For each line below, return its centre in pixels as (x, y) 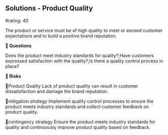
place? (12, 66)
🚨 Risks (13, 76)
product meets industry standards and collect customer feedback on (77, 107)
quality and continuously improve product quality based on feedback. (78, 127)
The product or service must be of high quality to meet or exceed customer (84, 30)
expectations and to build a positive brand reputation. (61, 36)
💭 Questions (19, 46)
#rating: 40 (17, 20)
